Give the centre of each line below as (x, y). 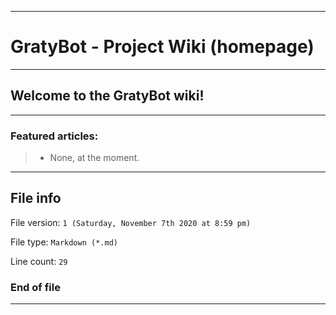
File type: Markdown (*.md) (64, 242)
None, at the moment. (94, 158)
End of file (35, 287)
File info (36, 198)
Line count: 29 (39, 261)
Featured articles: (54, 136)
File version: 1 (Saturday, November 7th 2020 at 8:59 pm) (131, 222)
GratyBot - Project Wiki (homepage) (162, 47)
